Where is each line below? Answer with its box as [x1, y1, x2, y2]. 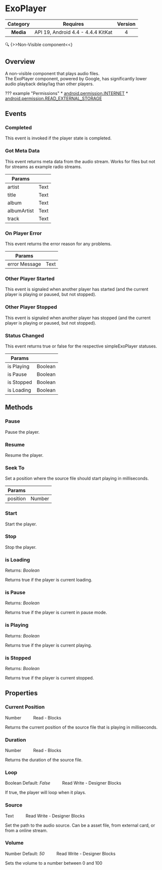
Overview [5, 58, 36, 66]
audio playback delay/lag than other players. [5, 81, 94, 87]
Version [117, 20, 136, 27]
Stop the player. [5, 544, 37, 550]
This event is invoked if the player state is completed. [5, 135, 112, 141]
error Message [7, 261, 41, 268]
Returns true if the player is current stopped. [5, 675, 94, 680]
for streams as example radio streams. [5, 164, 82, 170]
